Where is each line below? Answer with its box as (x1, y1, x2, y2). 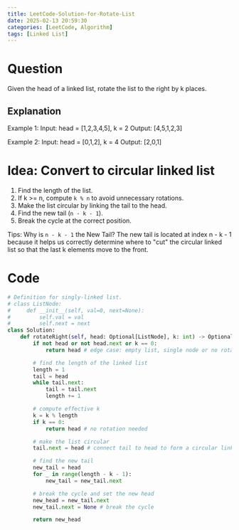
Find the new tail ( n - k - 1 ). (17, 208, 103, 217)
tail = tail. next (45, 386, 97, 393)
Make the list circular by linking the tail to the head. (17, 201, 167, 210)
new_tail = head (33, 464, 81, 472)
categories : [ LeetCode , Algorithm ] (7, 23, 113, 31)
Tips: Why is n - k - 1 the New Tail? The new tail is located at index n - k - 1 (7, 230, 232, 238)
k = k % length (33, 412, 78, 419)
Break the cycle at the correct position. (17, 216, 132, 225)
